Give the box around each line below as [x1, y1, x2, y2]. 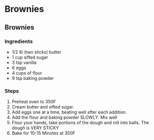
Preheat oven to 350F [11, 99, 56, 105]
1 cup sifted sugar [11, 54, 48, 60]
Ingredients [4, 38, 33, 45]
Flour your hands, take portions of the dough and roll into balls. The [11, 120, 149, 126]
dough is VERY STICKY [11, 125, 59, 131]
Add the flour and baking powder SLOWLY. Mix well [11, 114, 117, 120]
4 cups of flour [11, 70, 42, 76]
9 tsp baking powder [11, 75, 54, 81]
